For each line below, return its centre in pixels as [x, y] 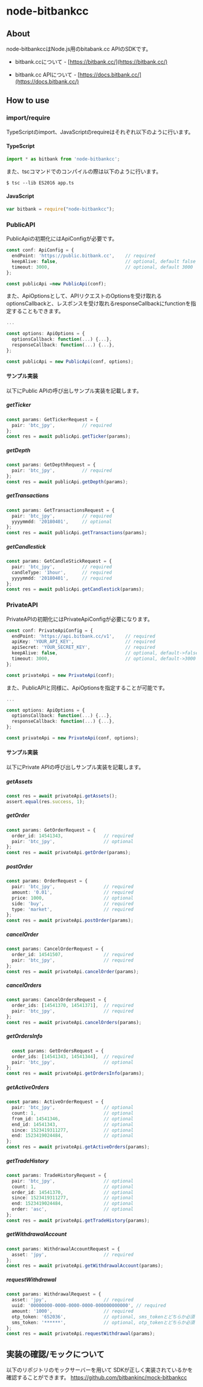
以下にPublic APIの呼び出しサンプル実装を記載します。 [74, 390]
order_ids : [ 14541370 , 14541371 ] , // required [73, 1006]
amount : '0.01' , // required [73, 892]
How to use [28, 100]
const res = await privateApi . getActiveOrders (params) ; [78, 1147]
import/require [28, 118]
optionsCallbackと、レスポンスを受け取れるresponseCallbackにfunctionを [99, 304]
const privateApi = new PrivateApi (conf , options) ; [72, 738]
